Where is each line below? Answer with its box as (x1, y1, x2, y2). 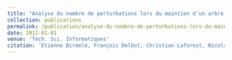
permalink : (7, 23, 39, 30)
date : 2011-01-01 (7, 29, 57, 37)
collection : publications (7, 17, 81, 23)
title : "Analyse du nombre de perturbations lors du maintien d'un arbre (7, 10, 224, 17)
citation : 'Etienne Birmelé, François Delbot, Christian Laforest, (7, 42, 206, 49)
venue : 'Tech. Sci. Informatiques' (7, 36, 110, 43)
